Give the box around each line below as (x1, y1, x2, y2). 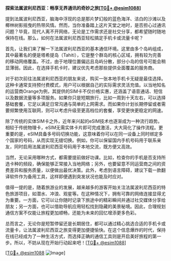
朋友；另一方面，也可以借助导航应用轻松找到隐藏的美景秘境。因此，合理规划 (5, 204, 166, 209)
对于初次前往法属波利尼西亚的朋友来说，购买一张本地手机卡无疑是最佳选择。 (5, 76, 166, 81)
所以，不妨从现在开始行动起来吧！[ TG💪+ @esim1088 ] (14, 240, 126, 246)
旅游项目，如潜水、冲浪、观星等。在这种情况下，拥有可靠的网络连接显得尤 (9, 191, 166, 196)
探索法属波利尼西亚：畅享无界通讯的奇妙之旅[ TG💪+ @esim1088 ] (5, 5, 141, 11)
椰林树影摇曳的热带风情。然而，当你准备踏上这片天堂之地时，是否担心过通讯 (5, 22, 166, 28)
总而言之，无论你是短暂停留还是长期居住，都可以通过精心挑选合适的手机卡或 (5, 221, 166, 226)
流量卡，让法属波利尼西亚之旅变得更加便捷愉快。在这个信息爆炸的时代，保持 (5, 227, 166, 233)
